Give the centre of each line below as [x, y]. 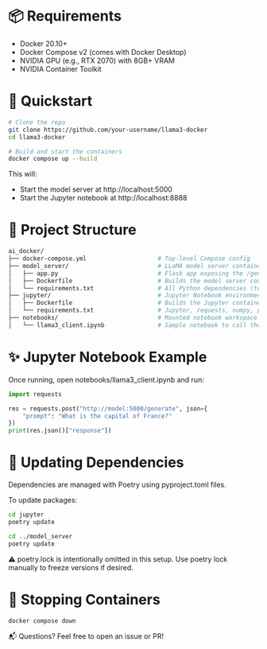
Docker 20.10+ [43, 43]
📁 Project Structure [72, 230]
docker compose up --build [53, 159]
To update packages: [43, 500]
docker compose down [43, 621]
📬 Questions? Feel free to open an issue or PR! [86, 636]
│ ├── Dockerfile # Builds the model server [128, 281]
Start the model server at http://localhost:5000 [96, 189]
